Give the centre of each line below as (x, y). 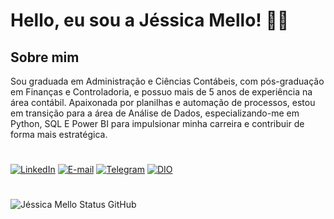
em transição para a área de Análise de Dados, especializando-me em (155, 113)
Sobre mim (45, 57)
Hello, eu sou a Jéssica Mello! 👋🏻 (150, 20)
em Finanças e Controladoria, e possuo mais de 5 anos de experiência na (161, 92)
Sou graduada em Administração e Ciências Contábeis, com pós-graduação (167, 81)
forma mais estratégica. (59, 134)
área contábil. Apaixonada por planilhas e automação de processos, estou (163, 102)
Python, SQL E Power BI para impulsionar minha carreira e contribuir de (157, 123)
